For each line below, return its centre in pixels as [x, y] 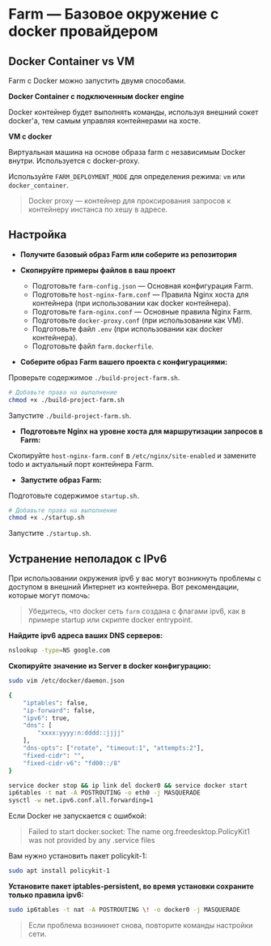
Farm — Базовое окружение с [114, 14]
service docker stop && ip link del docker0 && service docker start [128, 785]
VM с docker [30, 136]
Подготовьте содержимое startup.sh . [74, 495]
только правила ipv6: [46, 895]
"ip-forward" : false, [59, 710]
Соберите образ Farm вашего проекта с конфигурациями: [124, 362]
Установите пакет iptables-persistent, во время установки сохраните [131, 886]
